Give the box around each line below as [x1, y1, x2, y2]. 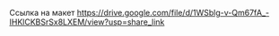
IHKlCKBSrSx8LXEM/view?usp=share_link [9, 17, 165, 27]
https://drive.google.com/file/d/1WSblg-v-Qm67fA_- [76, 8, 270, 18]
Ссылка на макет [9, 8, 75, 18]
